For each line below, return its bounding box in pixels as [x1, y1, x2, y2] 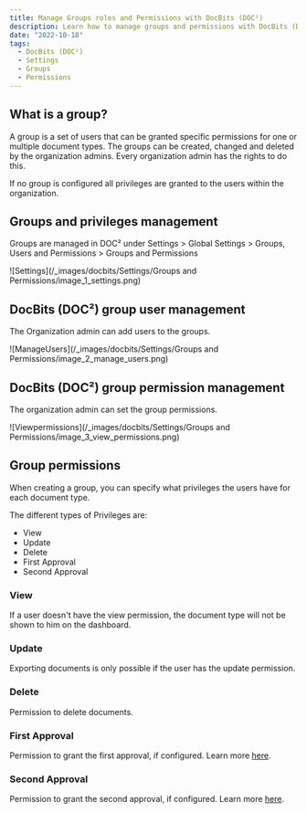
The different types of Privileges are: [9, 509, 148, 521]
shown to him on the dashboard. [9, 619, 132, 630]
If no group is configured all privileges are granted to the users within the [9, 177, 285, 188]
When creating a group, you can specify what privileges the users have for [9, 481, 291, 493]
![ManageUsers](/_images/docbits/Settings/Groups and [9, 343, 219, 354]
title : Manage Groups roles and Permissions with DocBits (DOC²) [9, 13, 263, 23]
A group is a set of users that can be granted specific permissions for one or [9, 131, 298, 142]
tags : [9, 38, 30, 48]
